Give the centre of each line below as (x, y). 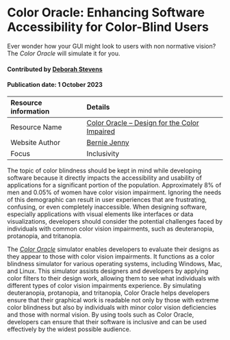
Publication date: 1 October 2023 (55, 85)
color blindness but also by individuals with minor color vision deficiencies (112, 307)
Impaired (101, 131)
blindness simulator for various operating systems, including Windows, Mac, (115, 263)
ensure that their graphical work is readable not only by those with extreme (113, 300)
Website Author (35, 142)
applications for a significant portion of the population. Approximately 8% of (114, 185)
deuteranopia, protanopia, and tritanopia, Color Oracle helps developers (108, 293)
